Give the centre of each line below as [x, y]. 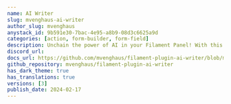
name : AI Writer [30, 13]
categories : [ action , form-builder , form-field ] [78, 39]
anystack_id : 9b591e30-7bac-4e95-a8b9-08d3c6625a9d [82, 32]
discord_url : [26, 52]
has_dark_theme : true [38, 70]
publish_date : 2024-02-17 [44, 90]
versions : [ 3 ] [27, 83]
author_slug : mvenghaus [41, 26]
